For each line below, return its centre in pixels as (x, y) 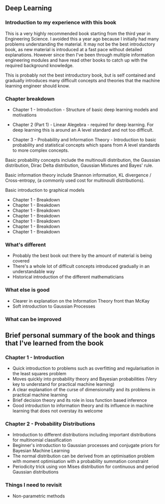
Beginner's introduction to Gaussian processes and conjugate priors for (86, 445)
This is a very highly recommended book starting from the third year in (78, 33)
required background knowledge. (39, 65)
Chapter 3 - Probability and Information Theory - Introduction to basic (84, 139)
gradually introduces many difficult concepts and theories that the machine (82, 80)
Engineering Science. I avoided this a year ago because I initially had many (82, 39)
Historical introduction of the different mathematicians (68, 277)
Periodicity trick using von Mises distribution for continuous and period (85, 467)
